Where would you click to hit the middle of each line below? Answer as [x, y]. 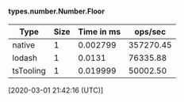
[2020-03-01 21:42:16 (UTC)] [56, 90]
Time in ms [100, 32]
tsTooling [29, 71]
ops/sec [150, 32]
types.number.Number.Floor [57, 11]
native [24, 45]
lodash [25, 58]
